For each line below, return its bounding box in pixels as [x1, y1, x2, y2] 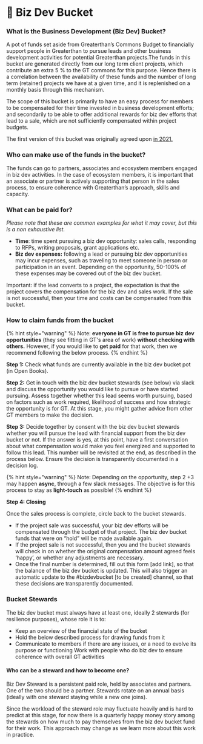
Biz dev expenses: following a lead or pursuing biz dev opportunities [15, 250, 188, 258]
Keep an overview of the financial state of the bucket [15, 627, 147, 634]
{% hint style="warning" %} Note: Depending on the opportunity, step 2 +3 [6, 474, 194, 481]
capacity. [6, 190, 30, 197]
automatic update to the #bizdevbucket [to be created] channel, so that [15, 573, 194, 581]
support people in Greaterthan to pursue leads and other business [6, 47, 171, 55]
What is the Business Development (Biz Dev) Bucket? [6, 27, 167, 36]
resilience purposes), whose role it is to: [6, 615, 106, 623]
